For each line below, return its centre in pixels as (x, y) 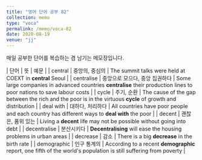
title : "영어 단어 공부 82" (38, 12)
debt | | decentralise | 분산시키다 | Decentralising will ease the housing (94, 129)
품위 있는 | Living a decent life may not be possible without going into (100, 121)
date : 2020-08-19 (28, 34)
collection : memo (28, 18)
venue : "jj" (21, 40)
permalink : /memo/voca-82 (39, 29)
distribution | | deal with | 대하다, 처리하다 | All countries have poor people (97, 106)
